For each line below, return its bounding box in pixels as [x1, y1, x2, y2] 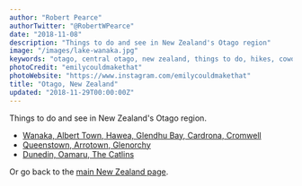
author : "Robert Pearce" [9, 13, 102, 22]
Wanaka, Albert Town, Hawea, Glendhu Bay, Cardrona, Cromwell [22, 130, 262, 140]
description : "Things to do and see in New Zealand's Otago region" [9, 38, 271, 47]
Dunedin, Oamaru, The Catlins [22, 148, 135, 159]
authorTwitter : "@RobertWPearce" [9, 21, 135, 30]
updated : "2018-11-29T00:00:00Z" [9, 88, 135, 97]
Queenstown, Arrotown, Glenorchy [22, 139, 151, 150]
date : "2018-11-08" [9, 30, 83, 38]
